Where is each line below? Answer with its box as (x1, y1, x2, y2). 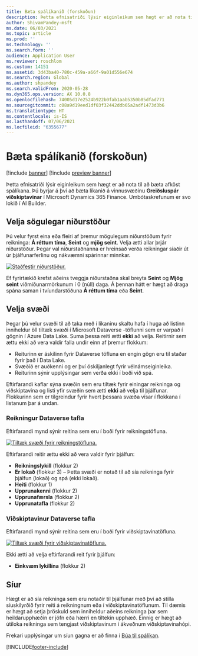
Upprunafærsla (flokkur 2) (14, 493, 80, 500)
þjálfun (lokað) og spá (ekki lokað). (14, 474, 99, 481)
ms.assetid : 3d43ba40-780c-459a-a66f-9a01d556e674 (6, 69, 133, 75)
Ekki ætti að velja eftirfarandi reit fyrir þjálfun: (6, 551, 116, 558)
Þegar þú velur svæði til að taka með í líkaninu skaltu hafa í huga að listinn (6, 320, 185, 327)
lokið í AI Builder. (6, 200, 47, 207)
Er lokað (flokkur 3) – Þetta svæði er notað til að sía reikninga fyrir (14, 468, 174, 475)
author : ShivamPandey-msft (6, 20, 72, 25)
